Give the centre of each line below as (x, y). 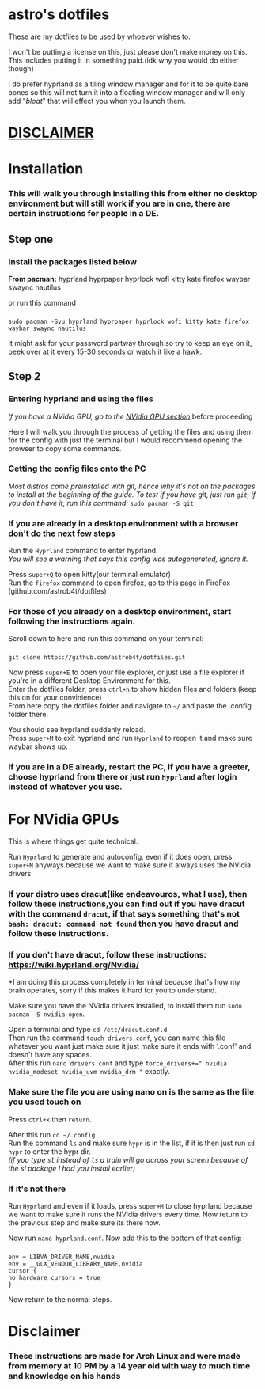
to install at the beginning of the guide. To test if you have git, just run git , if (132, 494)
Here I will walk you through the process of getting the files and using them (131, 431)
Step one (31, 239)
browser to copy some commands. (65, 448)
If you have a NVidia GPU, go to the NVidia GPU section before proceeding (131, 416)
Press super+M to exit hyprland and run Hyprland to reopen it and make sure (131, 738)
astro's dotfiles (59, 15)
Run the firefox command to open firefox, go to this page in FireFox (119, 583)
